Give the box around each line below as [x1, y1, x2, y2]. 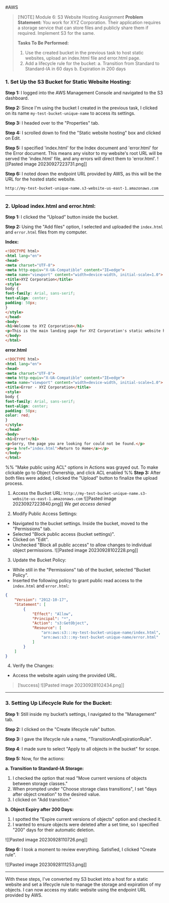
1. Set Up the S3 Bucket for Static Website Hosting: [5, 78, 132, 85]
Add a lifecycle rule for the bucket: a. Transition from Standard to [25, 61, 160, 66]
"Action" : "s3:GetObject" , [32, 620, 89, 626]
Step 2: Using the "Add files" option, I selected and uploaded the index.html [5, 224, 163, 230]
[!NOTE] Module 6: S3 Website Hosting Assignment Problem [17, 14, 143, 20]
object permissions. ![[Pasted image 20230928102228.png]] [12, 547, 138, 553]
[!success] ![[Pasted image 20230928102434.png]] [17, 682, 125, 688]
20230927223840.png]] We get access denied [12, 501, 111, 507]
